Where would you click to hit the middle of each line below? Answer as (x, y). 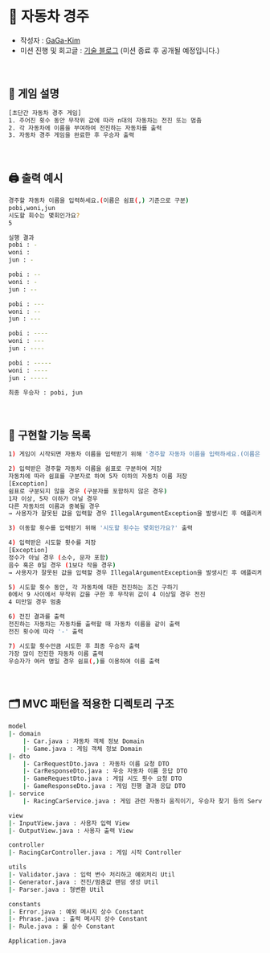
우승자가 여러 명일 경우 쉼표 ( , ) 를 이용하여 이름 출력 (84, 661)
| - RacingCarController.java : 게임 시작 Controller (95, 853)
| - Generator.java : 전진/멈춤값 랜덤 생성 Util (84, 882)
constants (25, 904)
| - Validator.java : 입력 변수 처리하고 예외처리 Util (92, 875)
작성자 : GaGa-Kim (50, 40)
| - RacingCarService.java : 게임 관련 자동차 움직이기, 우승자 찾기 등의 (133, 801)
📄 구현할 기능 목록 (49, 435)
